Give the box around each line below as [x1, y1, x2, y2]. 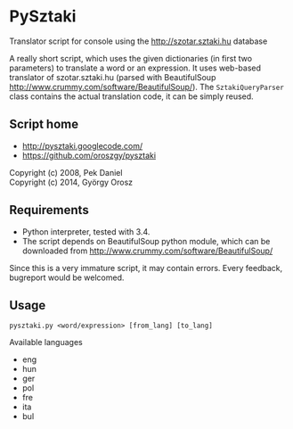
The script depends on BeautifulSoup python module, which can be [21, 235, 271, 246]
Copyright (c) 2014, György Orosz [9, 177, 134, 187]
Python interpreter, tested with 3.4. [21, 226, 151, 237]
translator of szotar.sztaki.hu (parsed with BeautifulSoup [9, 71, 216, 82]
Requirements [9, 202, 89, 218]
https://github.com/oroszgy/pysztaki [21, 150, 157, 161]
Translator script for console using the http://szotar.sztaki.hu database [9, 36, 268, 46]
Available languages [9, 337, 83, 348]
